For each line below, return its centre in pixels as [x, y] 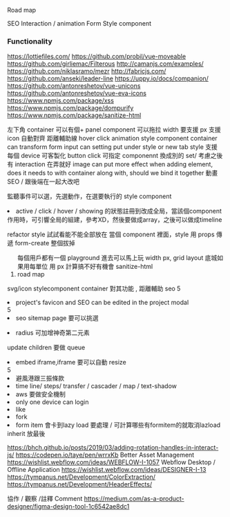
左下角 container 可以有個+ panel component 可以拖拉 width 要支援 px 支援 [114, 130]
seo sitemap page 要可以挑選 [57, 318]
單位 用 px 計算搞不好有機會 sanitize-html [94, 267]
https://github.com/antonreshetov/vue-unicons [74, 86]
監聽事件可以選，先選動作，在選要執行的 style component [89, 196]
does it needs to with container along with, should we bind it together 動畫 [113, 173]
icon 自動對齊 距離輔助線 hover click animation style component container [112, 139]
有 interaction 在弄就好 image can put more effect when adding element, [110, 164]
